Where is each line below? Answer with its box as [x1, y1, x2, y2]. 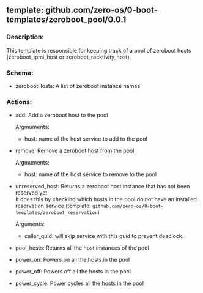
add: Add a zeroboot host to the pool [15, 111, 108, 119]
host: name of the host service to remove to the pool [24, 171, 157, 178]
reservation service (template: [15, 202, 92, 210]
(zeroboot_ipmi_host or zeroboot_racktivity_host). [6, 53, 131, 61]
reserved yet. [15, 189, 49, 196]
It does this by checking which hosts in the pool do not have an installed [15, 196, 197, 203]
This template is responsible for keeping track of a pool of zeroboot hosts [6, 46, 191, 54]
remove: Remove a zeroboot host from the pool [15, 147, 135, 155]
